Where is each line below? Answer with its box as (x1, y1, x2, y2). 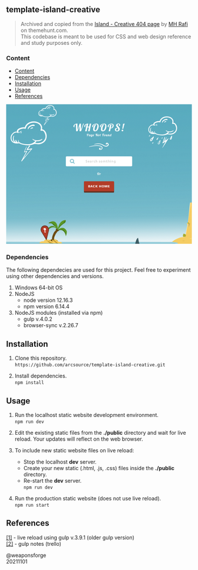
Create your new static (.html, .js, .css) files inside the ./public (23, 465, 175, 472)
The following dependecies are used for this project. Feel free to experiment (6, 266, 191, 273)
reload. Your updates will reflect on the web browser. (14, 435, 143, 442)
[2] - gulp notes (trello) (6, 540, 62, 547)
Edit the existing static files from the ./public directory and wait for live (14, 429, 187, 437)
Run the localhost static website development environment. (14, 412, 159, 419)
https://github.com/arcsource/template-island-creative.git (14, 362, 166, 368)
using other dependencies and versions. (6, 273, 104, 280)
